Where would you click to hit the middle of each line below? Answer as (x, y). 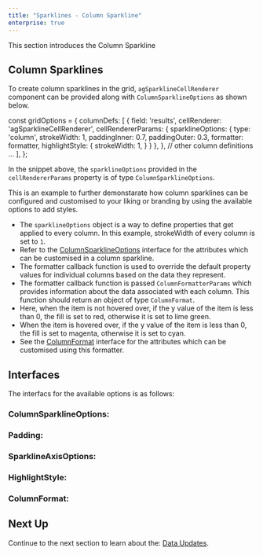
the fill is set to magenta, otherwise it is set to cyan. (102, 333)
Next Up (28, 524)
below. (19, 105)
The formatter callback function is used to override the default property (135, 266)
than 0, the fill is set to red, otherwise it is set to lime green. (115, 317)
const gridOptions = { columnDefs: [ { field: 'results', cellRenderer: (115, 121)
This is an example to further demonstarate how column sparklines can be (128, 193)
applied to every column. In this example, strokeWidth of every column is (137, 233)
